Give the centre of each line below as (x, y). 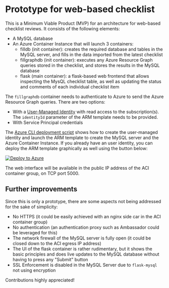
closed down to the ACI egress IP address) (57, 243)
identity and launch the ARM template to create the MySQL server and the (82, 137)
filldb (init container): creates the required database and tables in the (91, 49)
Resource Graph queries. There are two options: (55, 102)
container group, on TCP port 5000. (42, 173)
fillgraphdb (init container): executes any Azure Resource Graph (86, 60)
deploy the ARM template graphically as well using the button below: (76, 148)
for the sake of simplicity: (32, 207)
